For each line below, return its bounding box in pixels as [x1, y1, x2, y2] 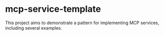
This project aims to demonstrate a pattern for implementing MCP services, [5, 20, 160, 26]
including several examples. [5, 25, 62, 31]
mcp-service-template [5, 3, 101, 15]
